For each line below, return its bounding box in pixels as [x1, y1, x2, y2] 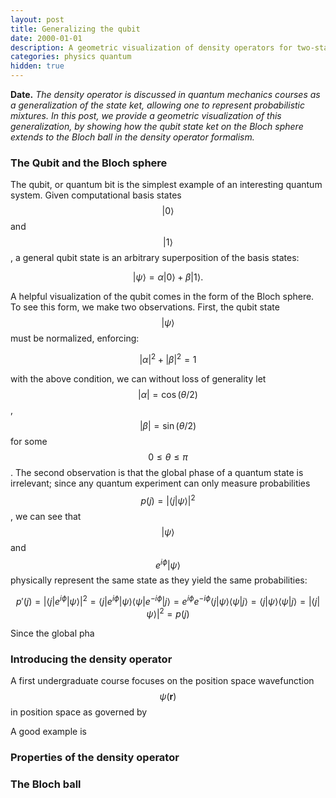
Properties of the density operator [10, 750, 180, 764]
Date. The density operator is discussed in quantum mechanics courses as [10, 89, 321, 100]
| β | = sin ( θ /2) [139, 419, 197, 431]
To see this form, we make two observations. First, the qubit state [10, 301, 280, 313]
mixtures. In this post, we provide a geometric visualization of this [10, 110, 282, 121]
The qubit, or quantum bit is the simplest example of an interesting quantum [10, 179, 323, 191]
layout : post [10, 14, 65, 25]
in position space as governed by [10, 706, 148, 718]
